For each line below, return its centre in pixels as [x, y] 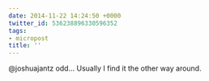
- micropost [28, 38]
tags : [17, 30]
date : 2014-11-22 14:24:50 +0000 [65, 16]
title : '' [25, 46]
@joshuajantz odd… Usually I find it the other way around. [105, 68]
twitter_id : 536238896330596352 [63, 23]
